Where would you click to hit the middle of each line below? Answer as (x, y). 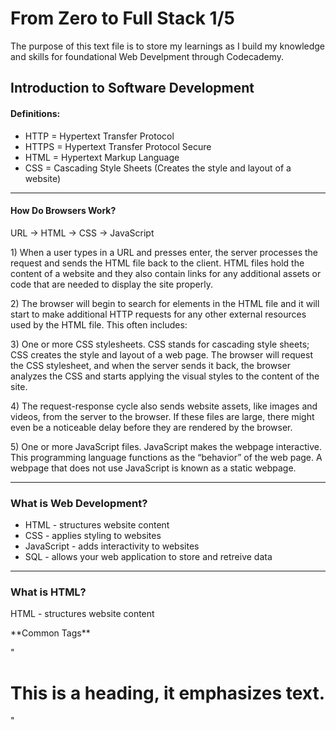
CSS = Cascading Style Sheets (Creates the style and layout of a (158, 168)
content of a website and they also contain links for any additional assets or (166, 273)
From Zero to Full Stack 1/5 (122, 18)
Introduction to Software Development (132, 88)
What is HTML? (48, 592)
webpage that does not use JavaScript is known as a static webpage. (153, 468)
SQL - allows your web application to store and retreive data (148, 557)
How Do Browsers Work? (63, 211)
